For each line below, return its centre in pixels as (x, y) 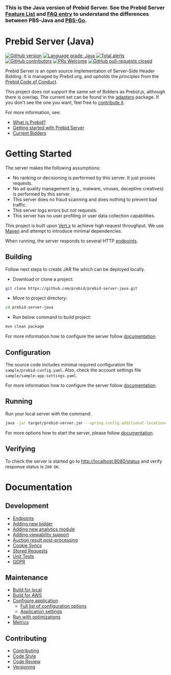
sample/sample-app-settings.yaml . (41, 376)
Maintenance (27, 577)
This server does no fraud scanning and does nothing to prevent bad (85, 199)
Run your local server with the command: (48, 414)
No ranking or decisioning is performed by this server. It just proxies (84, 178)
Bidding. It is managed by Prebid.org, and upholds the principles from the (82, 76)
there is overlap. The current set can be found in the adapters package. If (82, 97)
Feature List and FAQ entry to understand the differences (77, 14)
